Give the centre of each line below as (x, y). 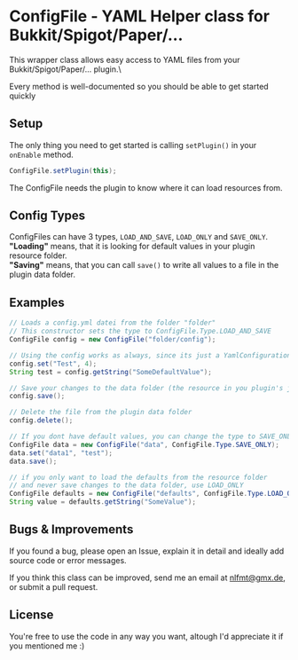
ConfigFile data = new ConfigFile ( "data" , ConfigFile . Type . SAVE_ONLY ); (144, 444)
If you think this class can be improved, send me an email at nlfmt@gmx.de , (147, 577)
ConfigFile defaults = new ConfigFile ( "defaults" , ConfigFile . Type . (138, 494)
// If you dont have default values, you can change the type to (132, 436)
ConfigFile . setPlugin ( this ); (63, 170)
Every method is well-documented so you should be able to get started (139, 86)
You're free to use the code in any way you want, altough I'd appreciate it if (146, 636)
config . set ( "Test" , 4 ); (53, 364)
